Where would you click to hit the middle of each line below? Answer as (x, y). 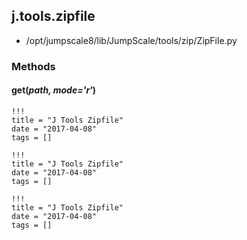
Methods (33, 66)
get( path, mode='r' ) (54, 90)
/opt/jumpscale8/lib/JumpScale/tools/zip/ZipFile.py (131, 40)
